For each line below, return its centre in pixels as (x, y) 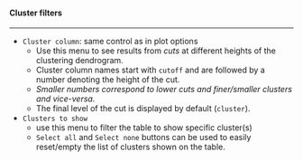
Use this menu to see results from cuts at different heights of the (156, 51)
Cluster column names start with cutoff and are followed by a (151, 70)
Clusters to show (55, 119)
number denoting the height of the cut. (108, 80)
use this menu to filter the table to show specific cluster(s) (144, 128)
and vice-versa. (65, 99)
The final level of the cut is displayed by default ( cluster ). (143, 109)
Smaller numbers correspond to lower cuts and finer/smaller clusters (164, 90)
